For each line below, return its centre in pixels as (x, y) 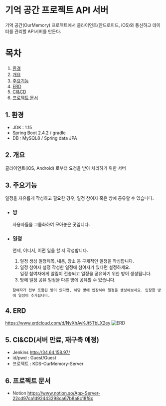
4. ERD (16, 311)
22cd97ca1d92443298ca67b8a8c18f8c (53, 398)
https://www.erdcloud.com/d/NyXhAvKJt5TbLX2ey (58, 323)
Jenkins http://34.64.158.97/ (41, 352)
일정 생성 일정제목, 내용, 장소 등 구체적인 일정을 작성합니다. (77, 261)
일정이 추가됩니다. (34, 295)
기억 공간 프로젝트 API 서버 (57, 10)
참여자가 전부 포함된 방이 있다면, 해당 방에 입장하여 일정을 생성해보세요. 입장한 (84, 290)
